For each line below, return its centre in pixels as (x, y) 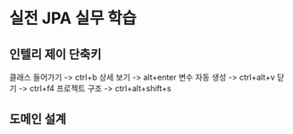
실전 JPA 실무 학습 (73, 18)
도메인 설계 (38, 119)
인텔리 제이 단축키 (55, 54)
